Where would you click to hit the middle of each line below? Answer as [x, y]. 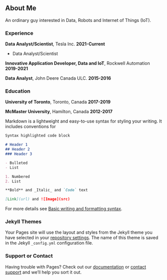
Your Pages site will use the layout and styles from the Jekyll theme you [79, 232]
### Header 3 [19, 154]
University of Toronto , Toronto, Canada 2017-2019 [58, 102]
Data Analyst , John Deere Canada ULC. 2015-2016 [58, 78]
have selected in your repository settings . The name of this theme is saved [82, 238]
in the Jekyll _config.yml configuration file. [49, 243]
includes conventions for [31, 127]
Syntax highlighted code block [38, 136]
